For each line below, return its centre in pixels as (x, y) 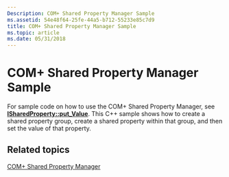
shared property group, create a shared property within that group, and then (115, 121)
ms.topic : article (33, 33)
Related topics (38, 150)
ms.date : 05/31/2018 (37, 39)
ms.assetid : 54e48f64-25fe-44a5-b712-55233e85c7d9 (81, 20)
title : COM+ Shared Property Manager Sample (72, 26)
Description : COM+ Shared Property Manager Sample (81, 13)
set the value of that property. (49, 128)
